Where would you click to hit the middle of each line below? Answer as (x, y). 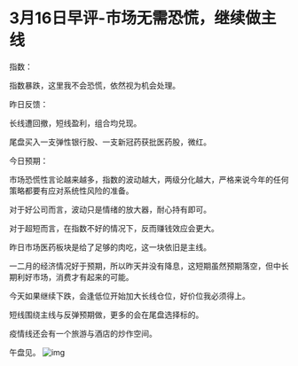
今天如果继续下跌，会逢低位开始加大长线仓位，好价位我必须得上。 (129, 296)
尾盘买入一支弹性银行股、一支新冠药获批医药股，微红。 (110, 142)
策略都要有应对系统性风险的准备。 (71, 191)
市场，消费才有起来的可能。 (83, 276)
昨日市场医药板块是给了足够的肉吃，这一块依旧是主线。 (110, 247)
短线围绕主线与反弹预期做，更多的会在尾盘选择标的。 (106, 315)
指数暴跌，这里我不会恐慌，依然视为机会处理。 (94, 85)
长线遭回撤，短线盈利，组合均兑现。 (75, 123)
